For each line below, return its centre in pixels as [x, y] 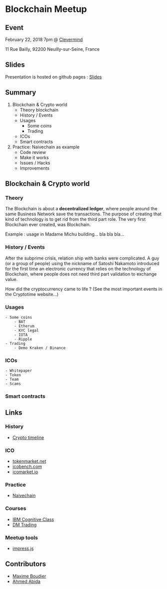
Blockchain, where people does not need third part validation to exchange [81, 274]
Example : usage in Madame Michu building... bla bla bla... [65, 234]
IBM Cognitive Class [33, 519]
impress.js [23, 548]
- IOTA [21, 335]
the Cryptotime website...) [32, 294]
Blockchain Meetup [46, 9]
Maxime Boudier [29, 576]
